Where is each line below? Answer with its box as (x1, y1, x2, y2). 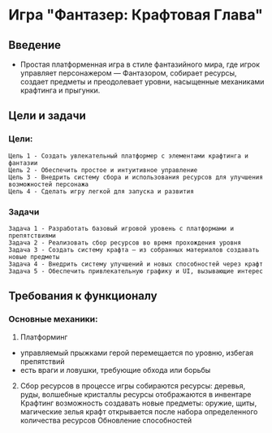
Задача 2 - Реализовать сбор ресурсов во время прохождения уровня (8, 238, 242, 247)
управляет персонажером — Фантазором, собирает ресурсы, (19, 68, 237, 78)
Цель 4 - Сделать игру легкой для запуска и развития (8, 187, 195, 196)
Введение (8, 38, 62, 52)
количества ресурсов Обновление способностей (19, 415, 192, 425)
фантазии (8, 158, 38, 167)
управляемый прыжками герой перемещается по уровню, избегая (19, 348, 254, 357)
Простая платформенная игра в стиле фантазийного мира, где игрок (19, 59, 261, 69)
